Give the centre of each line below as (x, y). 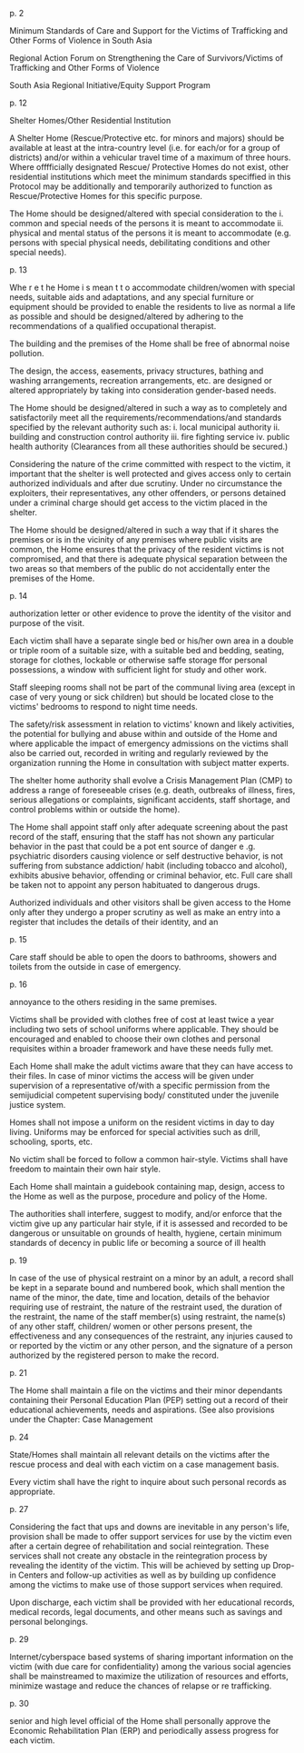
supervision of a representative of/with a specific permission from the (140, 1086)
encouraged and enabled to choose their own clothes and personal (135, 1039)
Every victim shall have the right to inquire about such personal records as (148, 1482)
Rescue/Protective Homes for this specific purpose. (106, 196)
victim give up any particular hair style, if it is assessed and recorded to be (149, 1223)
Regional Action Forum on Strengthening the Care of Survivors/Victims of (147, 58)
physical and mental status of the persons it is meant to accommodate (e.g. (151, 233)
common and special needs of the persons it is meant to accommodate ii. (147, 223)
